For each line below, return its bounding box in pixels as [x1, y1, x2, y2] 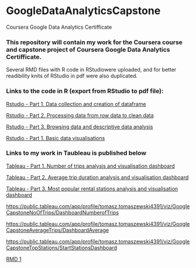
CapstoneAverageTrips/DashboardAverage [6, 226, 109, 233]
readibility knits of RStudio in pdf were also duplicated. [6, 72, 138, 80]
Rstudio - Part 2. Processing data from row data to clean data [6, 111, 154, 118]
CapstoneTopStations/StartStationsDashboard [6, 244, 117, 251]
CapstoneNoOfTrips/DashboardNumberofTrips [6, 209, 119, 216]
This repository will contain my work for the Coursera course [6, 38, 183, 46]
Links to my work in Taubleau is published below [6, 149, 147, 157]
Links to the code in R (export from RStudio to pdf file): [6, 87, 164, 95]
